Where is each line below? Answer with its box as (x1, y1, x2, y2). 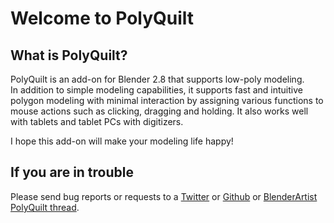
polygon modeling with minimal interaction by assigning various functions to (10, 95, 324, 106)
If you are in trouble (10, 164, 134, 181)
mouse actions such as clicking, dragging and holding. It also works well (10, 105, 309, 117)
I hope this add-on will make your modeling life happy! (10, 135, 234, 147)
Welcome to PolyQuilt (10, 7, 195, 30)
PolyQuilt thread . (10, 201, 80, 213)
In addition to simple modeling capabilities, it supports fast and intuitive (10, 84, 303, 96)
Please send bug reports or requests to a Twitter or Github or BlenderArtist (10, 190, 318, 202)
